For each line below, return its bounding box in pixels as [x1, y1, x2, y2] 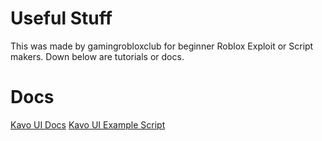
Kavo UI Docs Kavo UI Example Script [10, 118, 166, 131]
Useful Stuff [10, 7, 113, 30]
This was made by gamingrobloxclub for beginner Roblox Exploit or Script [10, 40, 314, 52]
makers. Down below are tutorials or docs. [10, 50, 185, 62]
